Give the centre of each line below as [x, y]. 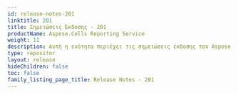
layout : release [31, 60]
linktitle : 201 [30, 20]
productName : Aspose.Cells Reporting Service [76, 34]
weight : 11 [24, 40]
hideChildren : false [38, 66]
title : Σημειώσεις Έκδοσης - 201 [57, 27]
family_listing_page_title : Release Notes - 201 [81, 80]
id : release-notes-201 [41, 14]
